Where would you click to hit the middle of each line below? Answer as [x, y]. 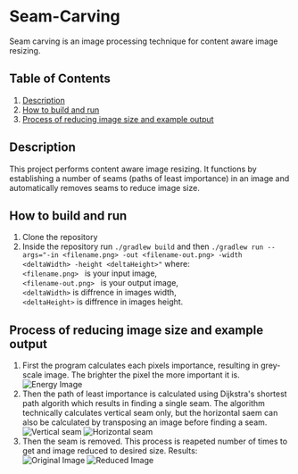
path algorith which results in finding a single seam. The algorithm [144, 403]
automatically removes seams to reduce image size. [105, 187]
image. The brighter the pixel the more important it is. [142, 375]
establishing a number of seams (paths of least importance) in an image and [149, 178]
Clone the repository [60, 237]
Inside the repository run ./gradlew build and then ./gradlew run [143, 246]
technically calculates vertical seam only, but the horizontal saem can [150, 413]
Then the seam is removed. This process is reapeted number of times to [155, 441]
